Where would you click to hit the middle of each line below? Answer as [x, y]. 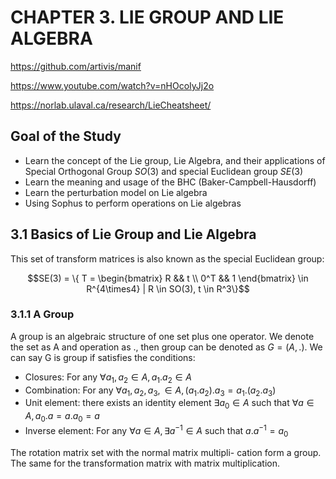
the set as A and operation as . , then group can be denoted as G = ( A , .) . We [166, 347]
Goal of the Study [66, 136]
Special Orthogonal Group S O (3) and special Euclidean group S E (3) [163, 171]
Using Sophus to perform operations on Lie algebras [133, 203]
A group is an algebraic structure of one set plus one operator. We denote [162, 336]
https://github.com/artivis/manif [76, 66]
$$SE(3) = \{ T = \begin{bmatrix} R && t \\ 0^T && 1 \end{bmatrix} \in [168, 278]
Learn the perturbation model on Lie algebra [116, 192]
